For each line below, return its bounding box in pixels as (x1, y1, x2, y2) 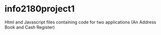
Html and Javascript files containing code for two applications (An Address (4, 19, 157, 25)
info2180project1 (4, 3, 75, 14)
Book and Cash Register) (4, 24, 55, 30)
